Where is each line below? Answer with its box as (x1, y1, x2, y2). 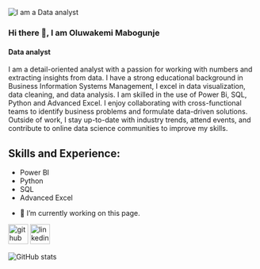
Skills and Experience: (8, 147, 120, 160)
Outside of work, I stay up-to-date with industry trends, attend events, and (8, 115, 251, 125)
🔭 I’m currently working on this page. (19, 208, 140, 217)
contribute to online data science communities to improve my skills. (8, 124, 228, 133)
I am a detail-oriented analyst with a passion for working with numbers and (8, 64, 253, 75)
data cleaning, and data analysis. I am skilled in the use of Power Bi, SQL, (8, 90, 247, 99)
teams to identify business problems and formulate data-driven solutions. (8, 107, 248, 117)
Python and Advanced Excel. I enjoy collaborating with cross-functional (8, 98, 242, 108)
